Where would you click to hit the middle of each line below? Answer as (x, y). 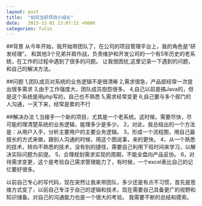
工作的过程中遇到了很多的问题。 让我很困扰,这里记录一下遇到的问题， (108, 61)
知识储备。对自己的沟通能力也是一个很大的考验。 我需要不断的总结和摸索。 (99, 197)
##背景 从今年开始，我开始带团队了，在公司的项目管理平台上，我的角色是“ (98, 46)
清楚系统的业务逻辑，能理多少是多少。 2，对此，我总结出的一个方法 (111, 124)
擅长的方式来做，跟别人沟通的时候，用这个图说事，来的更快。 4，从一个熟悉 (101, 139)
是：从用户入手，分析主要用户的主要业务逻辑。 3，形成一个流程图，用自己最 (101, 132)
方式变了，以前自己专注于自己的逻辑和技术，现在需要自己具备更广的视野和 (103, 190)
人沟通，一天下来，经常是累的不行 (48, 104)
